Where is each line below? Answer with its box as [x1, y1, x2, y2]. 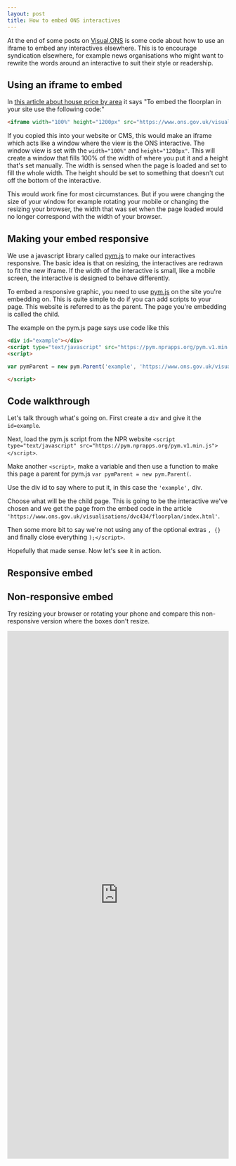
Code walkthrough [7, 395, 91, 407]
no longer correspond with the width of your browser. [7, 213, 163, 221]
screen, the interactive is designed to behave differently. [7, 274, 171, 282]
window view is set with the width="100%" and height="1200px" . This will [7, 146, 216, 155]
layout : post [7, 10, 46, 18]
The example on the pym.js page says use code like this [7, 324, 170, 331]
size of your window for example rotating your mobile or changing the [7, 198, 209, 206]
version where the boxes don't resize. [41, 617, 150, 626]
